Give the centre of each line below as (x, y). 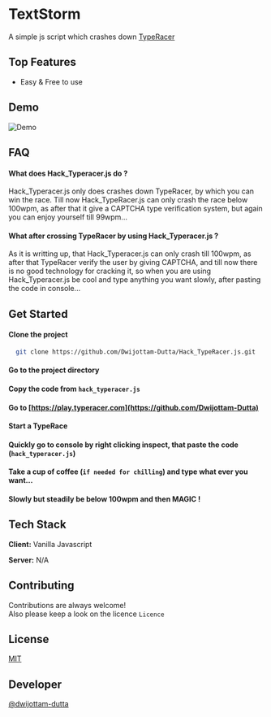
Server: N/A (29, 560)
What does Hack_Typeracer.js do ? (68, 173)
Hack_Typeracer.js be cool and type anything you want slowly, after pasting (135, 280)
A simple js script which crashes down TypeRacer (92, 37)
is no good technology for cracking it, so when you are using (110, 271)
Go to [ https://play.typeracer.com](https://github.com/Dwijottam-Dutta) (134, 407)
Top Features (43, 62)
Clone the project (38, 335)
